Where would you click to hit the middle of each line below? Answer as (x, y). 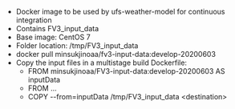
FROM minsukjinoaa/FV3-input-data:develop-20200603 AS (126, 71)
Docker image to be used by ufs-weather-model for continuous (120, 12)
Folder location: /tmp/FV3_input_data (77, 46)
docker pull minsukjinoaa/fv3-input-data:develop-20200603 (116, 54)
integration (34, 20)
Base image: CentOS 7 (53, 37)
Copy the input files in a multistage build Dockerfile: (101, 63)
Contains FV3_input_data (57, 28)
